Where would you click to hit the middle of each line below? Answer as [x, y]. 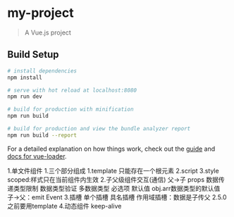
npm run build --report [42, 135]
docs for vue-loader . [37, 156]
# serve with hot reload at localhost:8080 [72, 90]
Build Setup [33, 55]
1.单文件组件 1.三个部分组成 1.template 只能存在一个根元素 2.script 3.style [113, 170]
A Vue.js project [48, 32]
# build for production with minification [70, 110]
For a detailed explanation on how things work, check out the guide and [111, 149]
